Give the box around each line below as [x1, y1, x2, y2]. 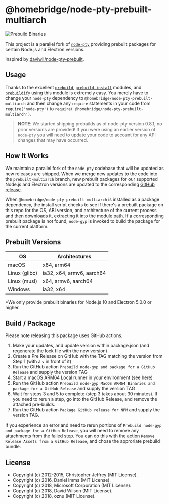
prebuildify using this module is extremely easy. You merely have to [5, 90, 149, 96]
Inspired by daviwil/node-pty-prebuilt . [5, 56, 85, 62]
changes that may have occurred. [17, 137, 88, 143]
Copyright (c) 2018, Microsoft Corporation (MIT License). [12, 482, 132, 488]
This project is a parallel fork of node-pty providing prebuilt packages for [5, 40, 156, 47]
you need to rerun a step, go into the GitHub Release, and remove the [12, 396, 158, 402]
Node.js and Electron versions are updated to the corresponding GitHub [5, 181, 155, 187]
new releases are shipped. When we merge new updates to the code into [5, 171, 158, 177]
